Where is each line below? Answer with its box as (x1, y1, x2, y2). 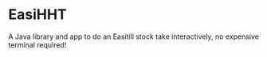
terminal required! (8, 40, 67, 49)
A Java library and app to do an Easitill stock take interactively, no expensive (8, 32, 259, 41)
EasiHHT (8, 6, 68, 24)
